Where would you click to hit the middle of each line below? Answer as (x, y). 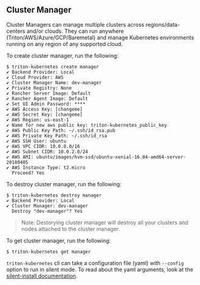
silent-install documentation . (42, 276)
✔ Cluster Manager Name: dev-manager (54, 82)
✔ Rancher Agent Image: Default (47, 99)
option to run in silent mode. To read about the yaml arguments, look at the (100, 269)
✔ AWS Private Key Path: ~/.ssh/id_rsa (57, 136)
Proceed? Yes (28, 173)
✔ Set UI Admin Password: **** (46, 104)
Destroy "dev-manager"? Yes (47, 211)
